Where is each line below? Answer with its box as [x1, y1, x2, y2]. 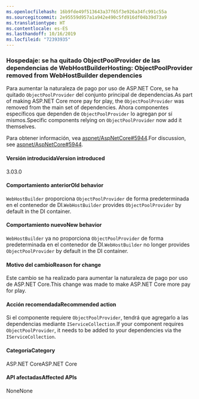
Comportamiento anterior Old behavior [6, 182, 103, 189]
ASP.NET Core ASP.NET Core [6, 360, 78, 367]
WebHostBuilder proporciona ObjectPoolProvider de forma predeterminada [6, 195, 189, 202]
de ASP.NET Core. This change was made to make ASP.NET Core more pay [6, 281, 191, 288]
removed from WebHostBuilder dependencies [6, 71, 142, 80]
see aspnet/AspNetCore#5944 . [6, 141, 84, 148]
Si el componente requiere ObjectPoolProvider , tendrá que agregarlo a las [6, 314, 189, 321]
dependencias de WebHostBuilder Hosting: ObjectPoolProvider [6, 63, 193, 72]
